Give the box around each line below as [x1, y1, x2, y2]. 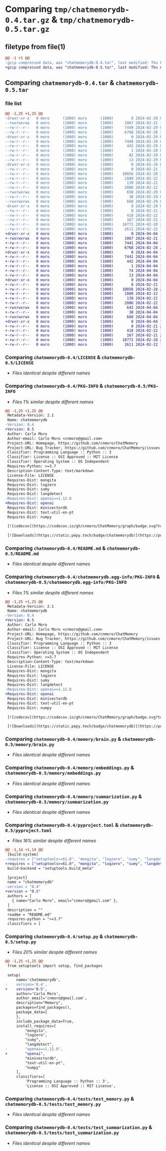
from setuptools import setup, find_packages [7, 963, 103, 969]
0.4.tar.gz [5, 16, 50, 25]
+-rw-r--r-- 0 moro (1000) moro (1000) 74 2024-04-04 [5, 268, 158, 274]
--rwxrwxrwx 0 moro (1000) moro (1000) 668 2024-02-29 [5, 199, 158, 204]
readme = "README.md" [7, 912, 52, 917]
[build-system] [7, 852, 39, 857]
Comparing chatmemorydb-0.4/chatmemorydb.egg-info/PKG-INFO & [5, 574, 160, 580]
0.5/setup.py [5, 939, 37, 945]
